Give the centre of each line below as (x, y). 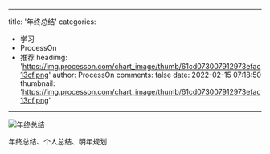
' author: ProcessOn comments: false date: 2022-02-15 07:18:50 (155, 75)
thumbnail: (37, 83)
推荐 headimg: (44, 57)
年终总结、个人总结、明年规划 (57, 142)
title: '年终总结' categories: (52, 22)
